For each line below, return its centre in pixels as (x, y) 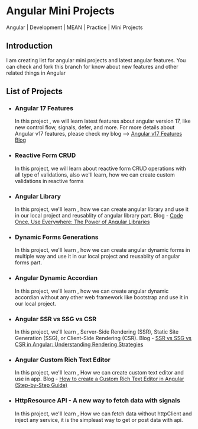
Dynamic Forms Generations (56, 237)
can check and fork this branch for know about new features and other (92, 66)
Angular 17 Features (44, 108)
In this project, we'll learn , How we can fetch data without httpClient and (103, 414)
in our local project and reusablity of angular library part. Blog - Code (99, 216)
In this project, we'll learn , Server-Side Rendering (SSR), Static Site (97, 332)
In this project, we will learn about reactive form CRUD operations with (100, 168)
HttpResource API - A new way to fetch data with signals (97, 401)
